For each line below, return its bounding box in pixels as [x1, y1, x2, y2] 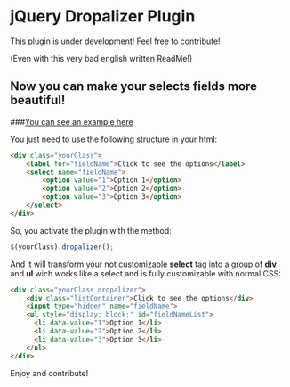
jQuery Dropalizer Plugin [10, 6, 196, 27]
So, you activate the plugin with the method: [10, 225, 172, 235]
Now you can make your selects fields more [10, 78, 257, 95]
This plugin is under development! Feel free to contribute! [10, 36, 221, 46]
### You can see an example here [10, 116, 133, 127]
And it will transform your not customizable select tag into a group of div [10, 259, 277, 269]
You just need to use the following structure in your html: [10, 134, 218, 144]
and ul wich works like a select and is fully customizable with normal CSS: [10, 268, 281, 278]
